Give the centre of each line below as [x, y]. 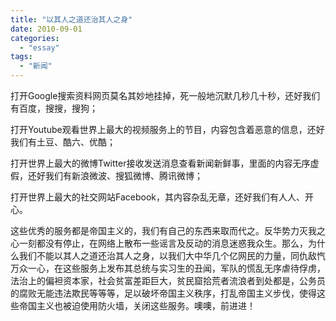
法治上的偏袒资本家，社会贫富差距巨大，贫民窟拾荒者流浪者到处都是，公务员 [168, 280]
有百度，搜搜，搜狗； [54, 108]
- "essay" [39, 47]
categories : [35, 38]
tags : [21, 57]
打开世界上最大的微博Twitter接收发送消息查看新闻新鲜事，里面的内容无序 [160, 163]
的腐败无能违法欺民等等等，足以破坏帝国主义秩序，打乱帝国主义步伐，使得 [163, 293]
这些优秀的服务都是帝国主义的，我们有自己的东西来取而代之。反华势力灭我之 [168, 230]
